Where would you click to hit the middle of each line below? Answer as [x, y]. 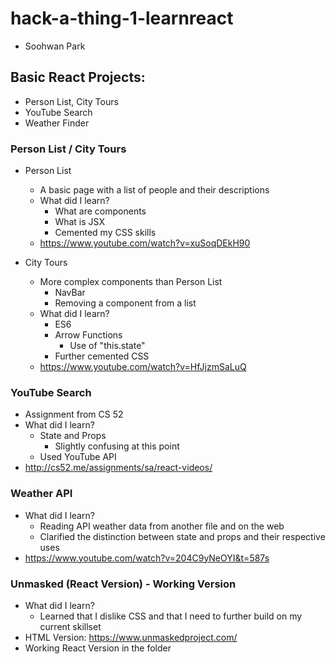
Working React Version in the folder [98, 648]
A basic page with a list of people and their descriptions [154, 190]
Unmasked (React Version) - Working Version [123, 584]
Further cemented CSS [102, 356]
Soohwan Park [55, 46]
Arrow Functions [88, 335]
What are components [100, 211]
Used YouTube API [78, 457]
